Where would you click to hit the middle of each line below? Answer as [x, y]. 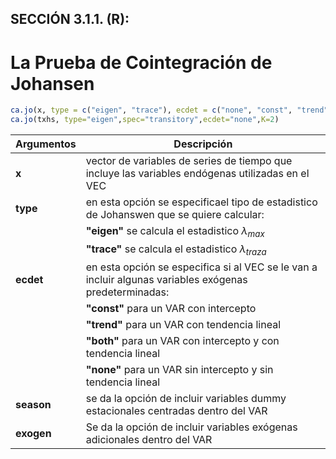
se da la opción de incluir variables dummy [186, 399]
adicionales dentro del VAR [149, 440]
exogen [33, 434]
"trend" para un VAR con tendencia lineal [183, 325]
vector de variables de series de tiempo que [189, 161]
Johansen [52, 83]
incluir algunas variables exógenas [166, 280]
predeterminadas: [127, 292]
